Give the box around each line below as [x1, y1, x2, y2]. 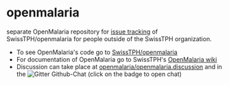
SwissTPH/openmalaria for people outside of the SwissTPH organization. [6, 34, 212, 42]
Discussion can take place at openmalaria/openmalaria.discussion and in [16, 62, 222, 71]
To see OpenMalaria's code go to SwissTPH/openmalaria [16, 48, 178, 56]
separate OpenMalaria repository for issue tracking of [6, 27, 158, 36]
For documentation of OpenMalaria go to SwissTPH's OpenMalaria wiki [16, 55, 217, 63]
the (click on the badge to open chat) [16, 70, 182, 78]
